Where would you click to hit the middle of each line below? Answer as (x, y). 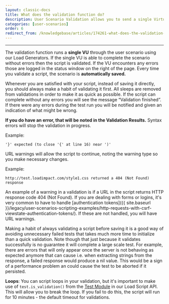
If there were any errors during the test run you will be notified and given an (83, 105)
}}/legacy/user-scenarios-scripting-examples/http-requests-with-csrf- (78, 208)
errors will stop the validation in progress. (48, 126)
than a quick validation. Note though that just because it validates (73, 239)
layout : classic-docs (28, 10)
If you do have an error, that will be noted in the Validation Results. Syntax (83, 120)
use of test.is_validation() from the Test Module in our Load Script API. (82, 286)
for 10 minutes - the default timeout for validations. (58, 297)
